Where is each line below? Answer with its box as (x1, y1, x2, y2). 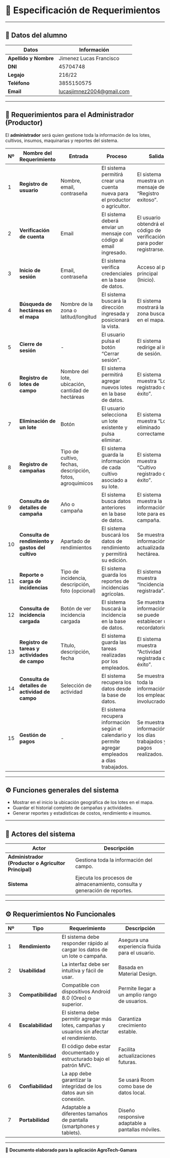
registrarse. (137, 246, 164, 253)
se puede (137, 611, 159, 618)
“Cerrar (101, 350, 119, 357)
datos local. (118, 1089, 146, 1096)
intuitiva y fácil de (61, 967, 104, 974)
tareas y (19, 645, 39, 652)
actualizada (137, 544, 164, 551)
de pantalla (61, 1116, 89, 1123)
